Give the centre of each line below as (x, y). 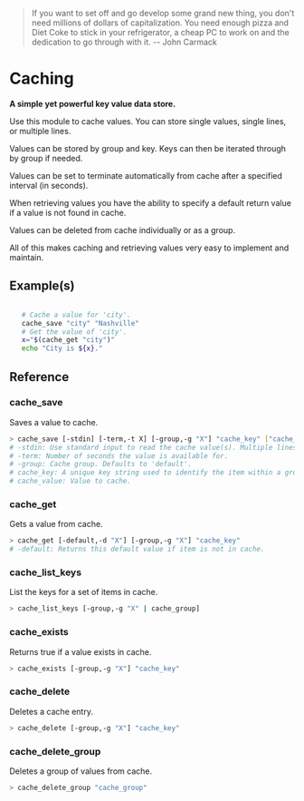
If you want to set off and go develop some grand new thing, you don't (163, 13)
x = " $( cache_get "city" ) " (68, 340)
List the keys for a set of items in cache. (84, 592)
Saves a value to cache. (54, 422)
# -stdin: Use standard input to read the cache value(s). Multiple (141, 447)
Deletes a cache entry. (51, 711)
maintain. (26, 257)
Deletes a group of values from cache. (81, 771)
